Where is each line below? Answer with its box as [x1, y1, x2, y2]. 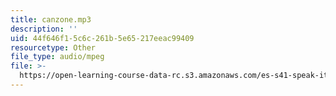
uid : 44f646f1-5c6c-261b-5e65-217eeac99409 [10, 33, 195, 43]
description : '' [10, 24, 78, 34]
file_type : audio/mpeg [10, 52, 105, 62]
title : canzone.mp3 [10, 14, 92, 25]
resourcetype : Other [10, 42, 97, 53]
